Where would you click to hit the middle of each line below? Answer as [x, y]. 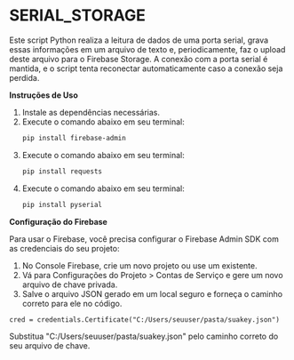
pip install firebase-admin [74, 138]
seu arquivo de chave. [50, 345]
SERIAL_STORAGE [78, 16]
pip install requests [62, 171]
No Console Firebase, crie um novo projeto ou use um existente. [139, 265]
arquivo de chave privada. [70, 284]
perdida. [24, 77]
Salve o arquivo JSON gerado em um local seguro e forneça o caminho [152, 293]
